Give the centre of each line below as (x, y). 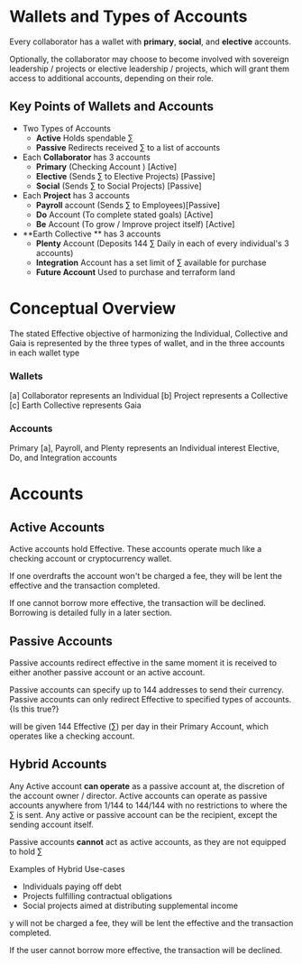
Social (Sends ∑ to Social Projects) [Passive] (119, 186)
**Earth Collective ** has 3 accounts (92, 234)
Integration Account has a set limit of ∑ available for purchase (151, 262)
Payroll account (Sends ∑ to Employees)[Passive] (128, 205)
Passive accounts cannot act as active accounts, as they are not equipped (148, 841)
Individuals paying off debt (72, 886)
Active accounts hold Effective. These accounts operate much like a (136, 549)
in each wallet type (45, 353)
